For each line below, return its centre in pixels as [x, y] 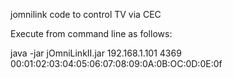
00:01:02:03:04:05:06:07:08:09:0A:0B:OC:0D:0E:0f [116, 63]
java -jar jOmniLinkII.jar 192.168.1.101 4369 [96, 53]
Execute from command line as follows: [91, 33]
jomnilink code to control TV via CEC [86, 14]
